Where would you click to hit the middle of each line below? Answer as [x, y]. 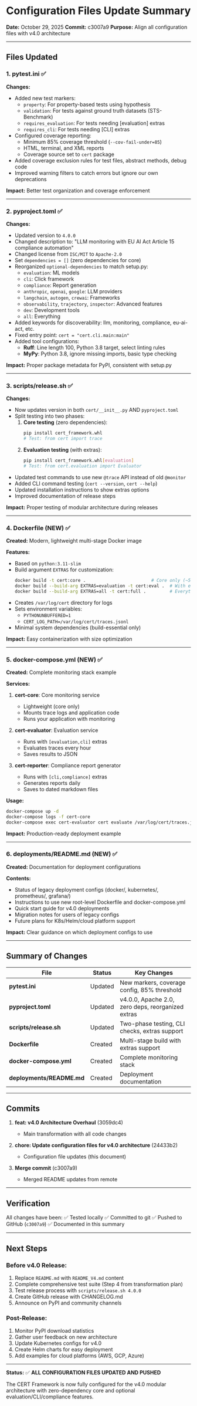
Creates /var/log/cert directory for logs [63, 602]
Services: [18, 683]
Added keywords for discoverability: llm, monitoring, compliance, [93, 322]
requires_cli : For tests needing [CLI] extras [77, 129]
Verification [28, 1203]
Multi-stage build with [150, 1041]
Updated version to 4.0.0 [45, 235]
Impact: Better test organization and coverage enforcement [78, 190]
